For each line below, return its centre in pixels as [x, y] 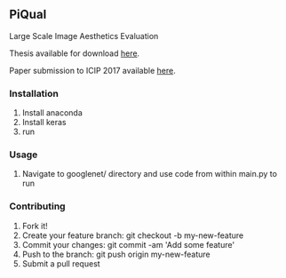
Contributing [37, 206]
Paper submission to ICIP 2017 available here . [92, 70]
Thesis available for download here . [75, 53]
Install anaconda [52, 113]
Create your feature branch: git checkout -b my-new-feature [133, 235]
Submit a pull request [61, 263]
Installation [34, 93]
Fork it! [35, 226]
